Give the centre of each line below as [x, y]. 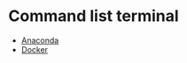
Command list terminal [93, 16]
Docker [35, 49]
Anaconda [40, 40]
